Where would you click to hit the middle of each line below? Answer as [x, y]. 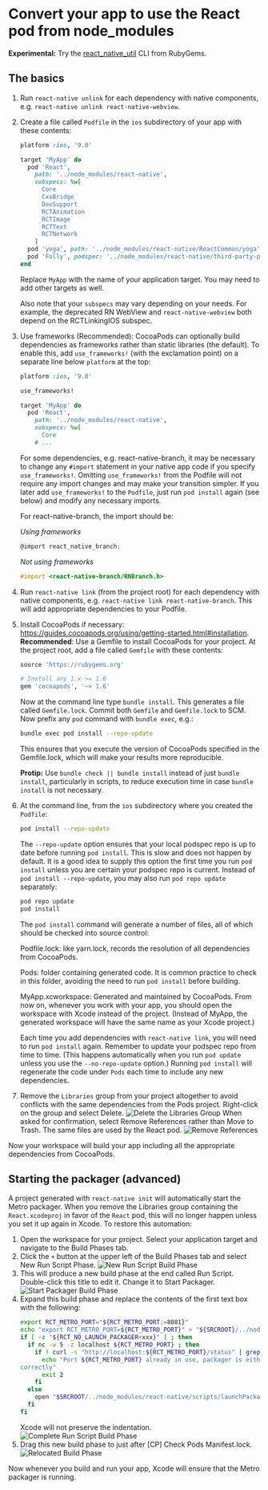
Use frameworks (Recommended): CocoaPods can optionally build [130, 336]
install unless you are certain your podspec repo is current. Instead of [138, 869]
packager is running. [42, 1476]
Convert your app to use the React [124, 14]
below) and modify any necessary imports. [90, 500]
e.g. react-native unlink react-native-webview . [100, 106]
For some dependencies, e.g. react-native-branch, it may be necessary [138, 457]
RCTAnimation [63, 212]
